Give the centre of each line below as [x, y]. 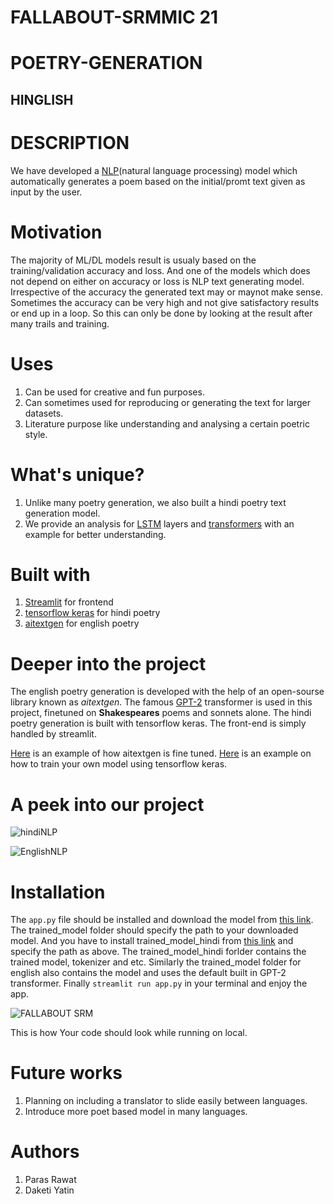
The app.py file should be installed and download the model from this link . [162, 920]
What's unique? [77, 474]
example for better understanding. [95, 534]
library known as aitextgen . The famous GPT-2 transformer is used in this [161, 702]
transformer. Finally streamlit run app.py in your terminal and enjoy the [159, 983]
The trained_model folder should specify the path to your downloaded [154, 930]
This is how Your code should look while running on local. [129, 1033]
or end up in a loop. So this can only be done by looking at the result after [161, 313]
